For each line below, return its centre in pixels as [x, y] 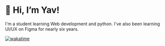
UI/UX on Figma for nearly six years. [42, 29]
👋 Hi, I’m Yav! [33, 10]
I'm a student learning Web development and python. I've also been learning [82, 24]
